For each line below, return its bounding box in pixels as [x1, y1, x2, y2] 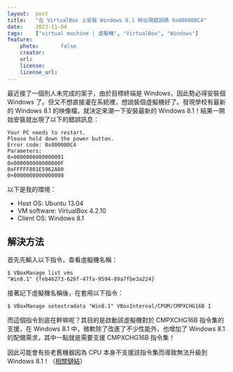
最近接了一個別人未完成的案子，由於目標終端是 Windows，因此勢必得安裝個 [7, 89, 226, 97]
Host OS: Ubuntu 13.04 [17, 199, 84, 207]
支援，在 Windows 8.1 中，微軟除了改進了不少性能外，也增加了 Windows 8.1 [7, 324, 225, 333]
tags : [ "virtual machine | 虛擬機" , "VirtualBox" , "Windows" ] [7, 29, 199, 37]
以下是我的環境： [7, 185, 57, 193]
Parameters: [7, 148, 42, 155]
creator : [20, 50, 45, 57]
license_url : [20, 69, 58, 76]
